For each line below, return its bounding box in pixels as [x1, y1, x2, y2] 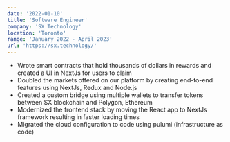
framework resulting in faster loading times [17, 113, 140, 121]
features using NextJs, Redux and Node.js [17, 84, 137, 91]
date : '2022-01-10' [7, 10, 64, 17]
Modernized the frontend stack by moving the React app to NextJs [17, 105, 207, 114]
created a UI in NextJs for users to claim [17, 69, 133, 77]
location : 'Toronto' [7, 29, 67, 37]
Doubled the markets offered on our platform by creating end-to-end [17, 76, 213, 84]
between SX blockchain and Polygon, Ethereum [17, 98, 153, 106]
